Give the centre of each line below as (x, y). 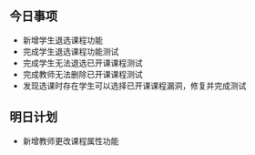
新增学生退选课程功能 (62, 40)
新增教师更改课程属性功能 (71, 140)
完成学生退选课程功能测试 (71, 51)
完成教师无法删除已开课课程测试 (82, 74)
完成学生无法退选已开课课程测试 (82, 63)
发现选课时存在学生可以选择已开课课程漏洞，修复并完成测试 (134, 86)
